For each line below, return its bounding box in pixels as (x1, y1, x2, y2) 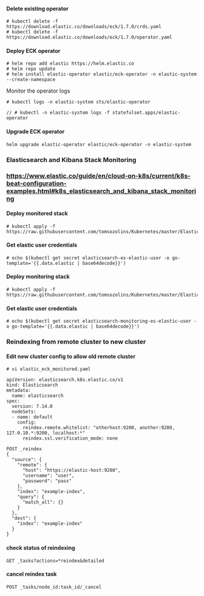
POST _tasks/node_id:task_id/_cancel (6, 584, 102, 590)
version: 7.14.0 (12, 404, 53, 410)
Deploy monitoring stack (6, 273, 70, 280)
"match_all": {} (22, 499, 64, 505)
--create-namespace (6, 77, 56, 83)
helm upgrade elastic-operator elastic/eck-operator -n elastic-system (6, 141, 191, 147)
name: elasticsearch (12, 393, 64, 399)
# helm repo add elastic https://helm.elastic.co (6, 61, 135, 67)
